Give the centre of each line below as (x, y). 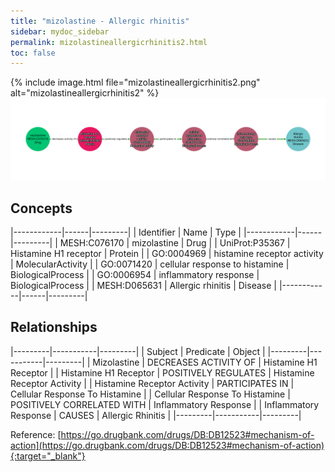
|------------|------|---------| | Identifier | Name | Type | (126, 232)
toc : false (33, 53)
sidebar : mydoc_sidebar (60, 31)
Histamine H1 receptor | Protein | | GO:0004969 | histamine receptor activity (167, 253)
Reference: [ (36, 434)
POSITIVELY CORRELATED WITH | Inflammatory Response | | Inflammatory (165, 404)
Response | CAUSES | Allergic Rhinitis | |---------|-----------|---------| (156, 415)
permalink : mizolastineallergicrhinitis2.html (109, 42)
